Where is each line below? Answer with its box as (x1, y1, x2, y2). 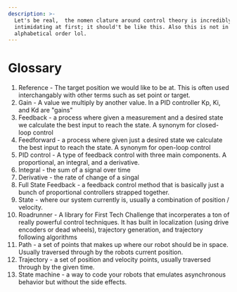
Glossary (8, 61, 63, 76)
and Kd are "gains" (18, 106, 73, 115)
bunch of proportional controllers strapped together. (18, 188, 170, 197)
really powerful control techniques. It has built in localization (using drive (18, 218, 229, 227)
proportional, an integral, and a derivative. (18, 158, 140, 167)
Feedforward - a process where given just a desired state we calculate (18, 136, 223, 144)
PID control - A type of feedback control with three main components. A (18, 151, 227, 159)
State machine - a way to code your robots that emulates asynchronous (18, 270, 226, 279)
